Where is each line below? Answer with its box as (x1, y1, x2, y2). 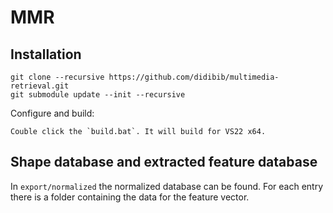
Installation (10, 46, 82, 63)
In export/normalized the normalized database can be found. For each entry (10, 180, 324, 192)
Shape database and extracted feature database (10, 154, 318, 171)
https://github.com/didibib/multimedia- (108, 72, 280, 82)
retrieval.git (10, 81, 70, 91)
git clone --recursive (10, 72, 105, 82)
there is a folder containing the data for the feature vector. (10, 191, 250, 203)
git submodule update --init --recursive (10, 90, 186, 100)
